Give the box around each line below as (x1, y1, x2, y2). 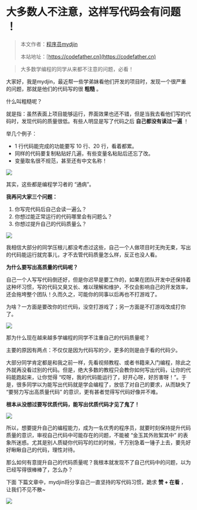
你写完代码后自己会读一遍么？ (14, 205, 87, 212)
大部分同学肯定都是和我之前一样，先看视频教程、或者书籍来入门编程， (6, 359, 176, 366)
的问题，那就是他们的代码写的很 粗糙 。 (6, 85, 101, 92)
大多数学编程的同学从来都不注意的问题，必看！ (20, 65, 134, 72)
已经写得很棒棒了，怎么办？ (6, 466, 73, 473)
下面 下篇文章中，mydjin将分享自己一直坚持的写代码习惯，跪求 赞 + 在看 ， (6, 478, 186, 485)
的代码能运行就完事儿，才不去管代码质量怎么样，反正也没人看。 (6, 251, 160, 258)
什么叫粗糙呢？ (6, 97, 42, 104)
